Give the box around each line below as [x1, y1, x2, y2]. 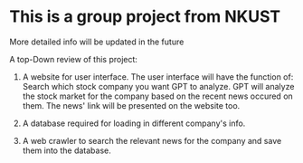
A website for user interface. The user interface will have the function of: [22, 71, 294, 82]
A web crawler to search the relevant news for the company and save [22, 135, 282, 146]
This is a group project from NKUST [9, 6, 281, 27]
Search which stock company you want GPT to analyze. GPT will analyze [22, 81, 295, 91]
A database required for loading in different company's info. [22, 118, 246, 129]
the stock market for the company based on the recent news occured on [22, 91, 294, 101]
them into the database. [22, 145, 111, 156]
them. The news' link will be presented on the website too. [22, 100, 241, 110]
